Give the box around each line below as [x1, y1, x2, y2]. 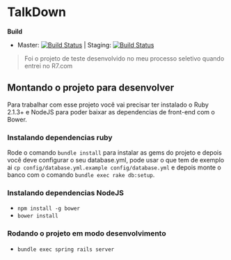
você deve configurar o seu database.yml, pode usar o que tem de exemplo [7, 156, 225, 165]
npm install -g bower [17, 205, 80, 213]
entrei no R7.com [24, 61, 73, 70]
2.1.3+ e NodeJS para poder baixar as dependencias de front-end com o [7, 107, 216, 116]
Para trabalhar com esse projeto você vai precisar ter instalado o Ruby [7, 100, 209, 109]
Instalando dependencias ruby [7, 132, 113, 142]
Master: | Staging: [17, 40, 111, 49]
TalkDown [7, 4, 66, 20]
